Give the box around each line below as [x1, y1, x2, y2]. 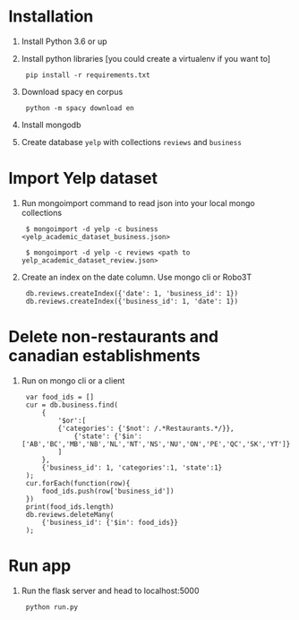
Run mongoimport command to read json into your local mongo [21, 197, 256, 208]
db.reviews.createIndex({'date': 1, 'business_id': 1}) [25, 288, 239, 297]
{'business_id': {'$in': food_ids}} [41, 518, 178, 527]
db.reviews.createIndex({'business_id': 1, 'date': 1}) [25, 297, 239, 306]
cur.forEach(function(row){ [25, 478, 131, 487]
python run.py [25, 602, 79, 611]
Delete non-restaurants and [8, 327, 219, 347]
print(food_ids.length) [25, 502, 115, 512]
